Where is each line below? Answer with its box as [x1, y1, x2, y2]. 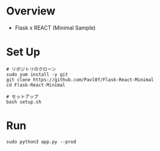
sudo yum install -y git [6, 71, 68, 78]
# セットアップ [6, 93, 39, 100]
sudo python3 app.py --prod [6, 138, 77, 145]
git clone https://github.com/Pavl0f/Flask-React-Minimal [6, 76, 154, 82]
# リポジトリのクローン [6, 66, 56, 72]
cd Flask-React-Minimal [6, 82, 66, 88]
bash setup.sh [6, 99, 42, 105]
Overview [6, 4, 56, 18]
